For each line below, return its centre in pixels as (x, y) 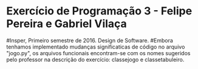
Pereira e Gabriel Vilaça (67, 24)
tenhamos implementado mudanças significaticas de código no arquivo (96, 47)
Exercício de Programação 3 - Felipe (99, 11)
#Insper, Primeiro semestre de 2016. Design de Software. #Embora (90, 40)
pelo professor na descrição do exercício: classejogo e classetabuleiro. (95, 59)
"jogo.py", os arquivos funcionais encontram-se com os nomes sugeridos (98, 53)
